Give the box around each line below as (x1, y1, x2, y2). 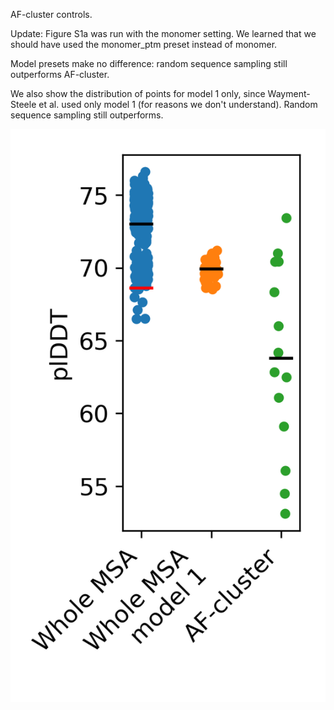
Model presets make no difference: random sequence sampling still (10, 58, 288, 69)
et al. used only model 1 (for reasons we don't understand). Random (38, 99, 318, 110)
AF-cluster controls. (10, 9, 93, 20)
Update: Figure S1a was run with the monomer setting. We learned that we (10, 28, 317, 39)
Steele (10, 99, 37, 110)
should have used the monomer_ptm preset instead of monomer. (10, 39, 278, 50)
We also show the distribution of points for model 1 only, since (10, 88, 266, 99)
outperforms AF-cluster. (10, 69, 110, 80)
